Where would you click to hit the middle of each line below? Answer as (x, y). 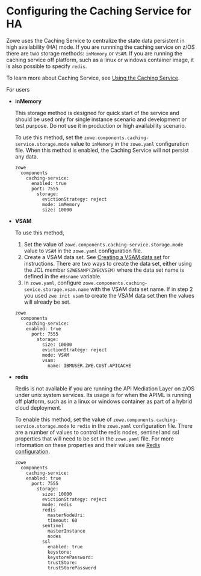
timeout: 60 (62, 520)
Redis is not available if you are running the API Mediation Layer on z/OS (105, 388)
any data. (26, 156)
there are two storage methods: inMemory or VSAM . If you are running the (94, 53)
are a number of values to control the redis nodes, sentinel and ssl (97, 432)
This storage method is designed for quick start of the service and (97, 113)
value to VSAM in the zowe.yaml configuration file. (83, 251)
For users (18, 89)
